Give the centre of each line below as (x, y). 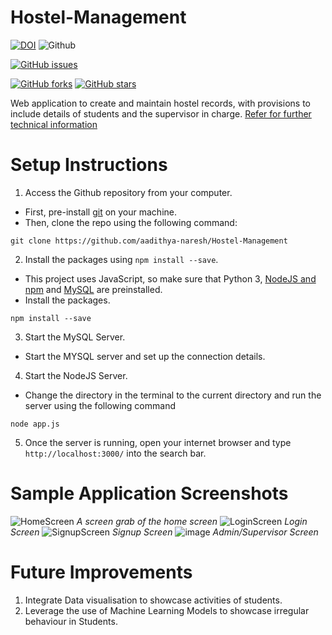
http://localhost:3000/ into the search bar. (115, 453)
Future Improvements (101, 572)
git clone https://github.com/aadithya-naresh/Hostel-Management (149, 241)
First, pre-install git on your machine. (100, 212)
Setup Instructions (89, 165)
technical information (54, 124)
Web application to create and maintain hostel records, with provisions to (160, 103)
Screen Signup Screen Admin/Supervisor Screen (164, 532)
